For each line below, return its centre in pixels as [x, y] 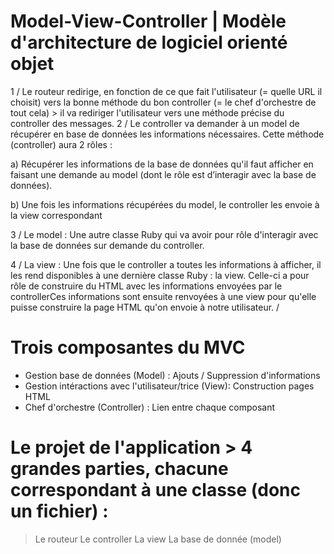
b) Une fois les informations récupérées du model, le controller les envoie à [165, 204]
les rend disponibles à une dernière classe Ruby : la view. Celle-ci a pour [160, 275]
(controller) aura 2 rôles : [61, 144]
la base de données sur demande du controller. [107, 245]
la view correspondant [56, 215]
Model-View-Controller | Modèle [148, 21]
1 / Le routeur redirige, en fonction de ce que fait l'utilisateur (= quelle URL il [166, 91]
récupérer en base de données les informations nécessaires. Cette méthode [167, 134]
